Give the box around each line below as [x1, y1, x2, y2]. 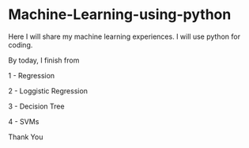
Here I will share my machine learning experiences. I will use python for [8, 32, 241, 41]
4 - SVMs [8, 116, 40, 126]
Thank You [8, 132, 43, 142]
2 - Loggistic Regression [8, 85, 89, 96]
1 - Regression [8, 70, 55, 80]
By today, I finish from [8, 55, 80, 65]
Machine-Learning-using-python [8, 6, 232, 24]
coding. [8, 40, 33, 49]
